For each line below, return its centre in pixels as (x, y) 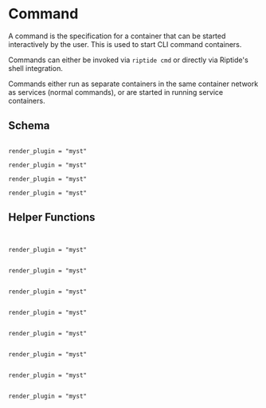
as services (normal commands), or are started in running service (116, 92)
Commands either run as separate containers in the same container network (133, 84)
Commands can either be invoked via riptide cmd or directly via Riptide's (128, 60)
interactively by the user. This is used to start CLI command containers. (125, 44)
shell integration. (36, 68)
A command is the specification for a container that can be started (117, 36)
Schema (29, 126)
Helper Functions (52, 217)
